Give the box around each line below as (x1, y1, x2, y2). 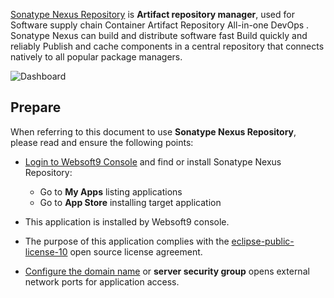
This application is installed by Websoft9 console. (24, 215, 230, 228)
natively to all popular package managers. (10, 51, 183, 63)
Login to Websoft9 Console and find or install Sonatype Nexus (24, 155, 282, 168)
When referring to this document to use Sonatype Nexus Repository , (10, 125, 297, 138)
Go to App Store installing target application (39, 196, 222, 208)
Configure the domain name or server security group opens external (24, 265, 310, 277)
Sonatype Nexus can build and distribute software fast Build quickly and (10, 30, 308, 41)
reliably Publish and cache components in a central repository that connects (10, 40, 325, 52)
